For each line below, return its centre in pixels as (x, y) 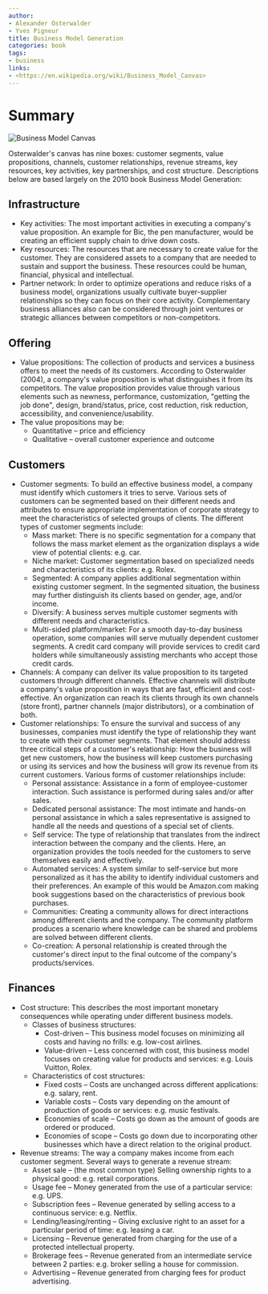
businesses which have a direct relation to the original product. (148, 1144)
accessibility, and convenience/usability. (87, 414)
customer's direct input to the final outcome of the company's (134, 954)
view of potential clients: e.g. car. (87, 552)
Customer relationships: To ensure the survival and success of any (130, 723)
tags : (17, 53)
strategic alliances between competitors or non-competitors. (120, 318)
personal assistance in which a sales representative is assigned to (141, 817)
